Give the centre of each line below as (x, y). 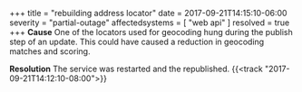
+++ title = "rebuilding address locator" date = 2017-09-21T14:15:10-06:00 (148, 13)
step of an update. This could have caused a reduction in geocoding (137, 41)
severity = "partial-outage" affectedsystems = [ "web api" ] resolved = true (150, 23)
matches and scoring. (50, 51)
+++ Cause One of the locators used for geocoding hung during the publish (151, 32)
